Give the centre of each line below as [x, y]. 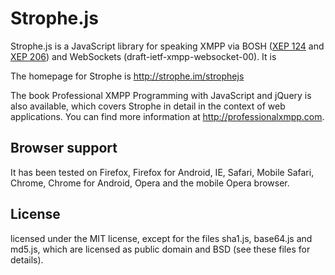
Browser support [64, 148]
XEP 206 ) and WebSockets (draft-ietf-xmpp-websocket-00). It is [143, 56]
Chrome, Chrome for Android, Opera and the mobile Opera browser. [150, 183]
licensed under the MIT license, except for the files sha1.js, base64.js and [161, 238]
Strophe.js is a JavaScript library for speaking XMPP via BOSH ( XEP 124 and [167, 46]
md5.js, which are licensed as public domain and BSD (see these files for [160, 249]
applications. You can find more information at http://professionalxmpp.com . [167, 116]
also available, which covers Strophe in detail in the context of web [148, 106]
